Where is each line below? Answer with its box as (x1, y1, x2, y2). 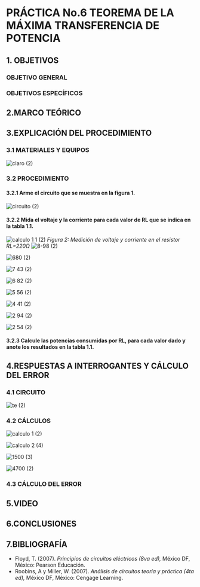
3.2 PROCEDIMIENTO (6, 174, 69, 183)
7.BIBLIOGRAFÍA (6, 539, 67, 549)
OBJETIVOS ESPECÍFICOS (6, 89, 83, 98)
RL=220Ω (6, 242, 30, 250)
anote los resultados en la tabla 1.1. (6, 343, 94, 351)
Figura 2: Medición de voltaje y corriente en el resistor (47, 236, 180, 243)
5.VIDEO (6, 498, 39, 509)
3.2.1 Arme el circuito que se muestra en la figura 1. (6, 189, 136, 197)
